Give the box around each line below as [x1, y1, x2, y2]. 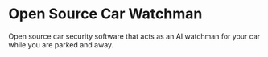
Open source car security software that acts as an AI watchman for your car [8, 31, 261, 41]
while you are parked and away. [8, 39, 114, 49]
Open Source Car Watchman [8, 5, 203, 23]
